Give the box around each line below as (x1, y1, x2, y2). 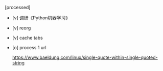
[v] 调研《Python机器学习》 (12, 15, 71, 21)
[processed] (5, 5, 31, 10)
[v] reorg (12, 25, 31, 31)
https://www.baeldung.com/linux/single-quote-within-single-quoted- (12, 54, 158, 60)
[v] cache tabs (12, 35, 43, 41)
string (12, 60, 25, 65)
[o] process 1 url (12, 45, 46, 50)
